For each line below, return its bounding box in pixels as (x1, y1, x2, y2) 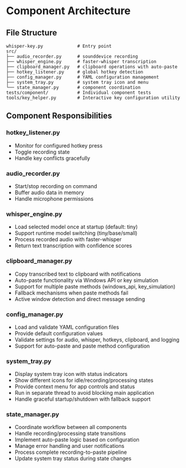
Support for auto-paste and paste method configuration (14, 342, 150, 349)
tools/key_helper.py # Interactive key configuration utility (6, 95, 181, 101)
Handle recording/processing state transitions (14, 430, 127, 437)
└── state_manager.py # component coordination (6, 84, 141, 90)
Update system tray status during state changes (14, 455, 132, 462)
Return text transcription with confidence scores (14, 242, 132, 249)
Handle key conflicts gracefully (14, 155, 90, 162)
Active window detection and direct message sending (14, 295, 145, 302)
